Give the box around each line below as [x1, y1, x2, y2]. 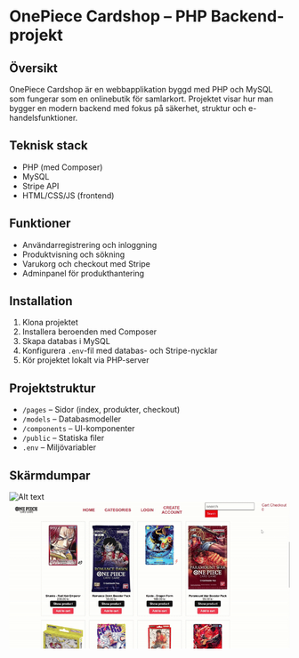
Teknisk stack [9, 138, 89, 153]
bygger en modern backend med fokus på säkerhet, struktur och [9, 103, 246, 113]
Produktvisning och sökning [21, 249, 125, 260]
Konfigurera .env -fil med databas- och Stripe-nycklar [21, 345, 218, 357]
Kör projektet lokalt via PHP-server [21, 355, 149, 365]
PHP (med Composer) [21, 162, 103, 173]
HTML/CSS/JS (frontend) [21, 189, 115, 201]
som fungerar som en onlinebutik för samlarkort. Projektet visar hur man [9, 93, 274, 104]
